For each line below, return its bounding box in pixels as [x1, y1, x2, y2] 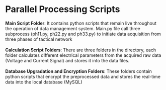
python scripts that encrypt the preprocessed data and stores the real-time [5, 73, 161, 79]
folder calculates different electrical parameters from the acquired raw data [5, 52, 161, 58]
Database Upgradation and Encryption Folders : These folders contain [5, 68, 152, 74]
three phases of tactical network [5, 36, 73, 42]
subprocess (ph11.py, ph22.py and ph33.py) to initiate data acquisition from [5, 31, 161, 37]
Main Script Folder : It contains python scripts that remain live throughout [5, 20, 157, 26]
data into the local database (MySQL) [5, 79, 82, 85]
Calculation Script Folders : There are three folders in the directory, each [5, 47, 156, 53]
